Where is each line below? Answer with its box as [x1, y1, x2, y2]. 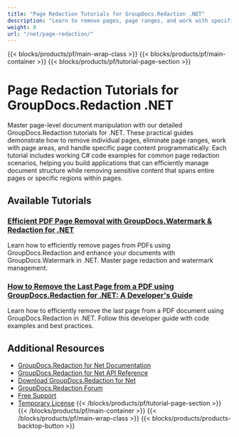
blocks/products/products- [152, 414, 231, 422]
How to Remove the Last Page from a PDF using [7, 281, 174, 291]
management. [7, 263, 48, 272]
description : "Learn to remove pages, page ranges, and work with [7, 17, 208, 24]
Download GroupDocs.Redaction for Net [17, 376, 137, 384]
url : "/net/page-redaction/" [7, 30, 94, 38]
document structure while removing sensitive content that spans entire [7, 167, 215, 175]
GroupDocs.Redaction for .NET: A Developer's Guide [7, 290, 193, 300]
